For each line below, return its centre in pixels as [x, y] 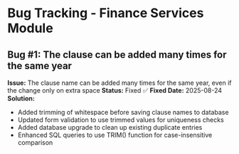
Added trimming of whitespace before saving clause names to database [123, 112]
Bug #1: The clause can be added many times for [117, 55]
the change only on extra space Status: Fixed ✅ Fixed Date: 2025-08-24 [115, 90]
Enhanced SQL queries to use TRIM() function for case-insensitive [115, 135]
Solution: [21, 98]
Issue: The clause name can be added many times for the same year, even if [119, 83]
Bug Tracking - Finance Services [106, 13]
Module [30, 28]
